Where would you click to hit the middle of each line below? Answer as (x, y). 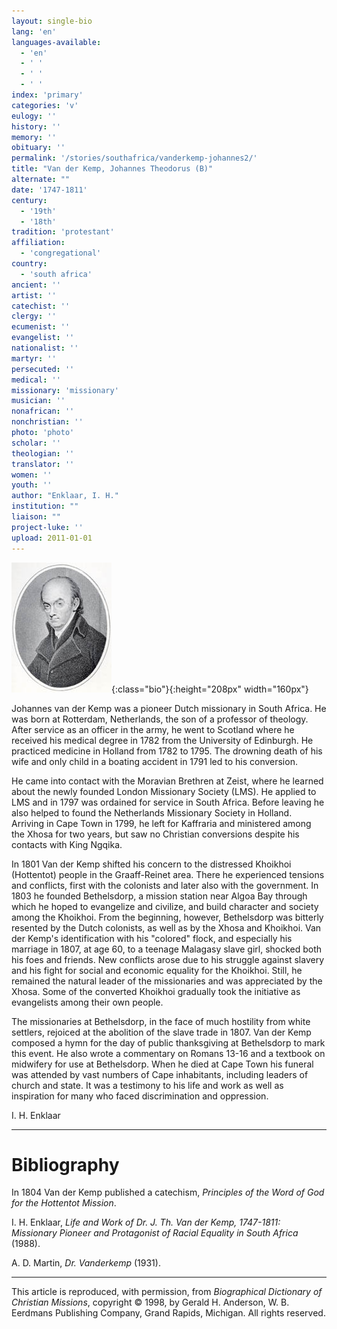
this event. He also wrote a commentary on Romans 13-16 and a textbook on (168, 1053)
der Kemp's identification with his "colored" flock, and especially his (152, 938)
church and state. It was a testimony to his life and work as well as (147, 1085)
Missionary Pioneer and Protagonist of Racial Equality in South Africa (155, 1233)
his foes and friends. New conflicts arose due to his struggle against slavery (168, 959)
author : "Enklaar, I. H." (65, 496)
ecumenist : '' (41, 327)
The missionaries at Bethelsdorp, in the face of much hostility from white (161, 1021)
